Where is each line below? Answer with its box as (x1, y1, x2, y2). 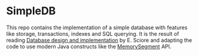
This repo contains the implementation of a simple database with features (6, 24, 188, 31)
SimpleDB (6, 4, 56, 18)
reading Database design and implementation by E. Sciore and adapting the (6, 36, 193, 43)
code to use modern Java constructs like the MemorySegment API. (6, 43, 172, 50)
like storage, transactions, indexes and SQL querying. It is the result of (6, 30, 179, 37)
